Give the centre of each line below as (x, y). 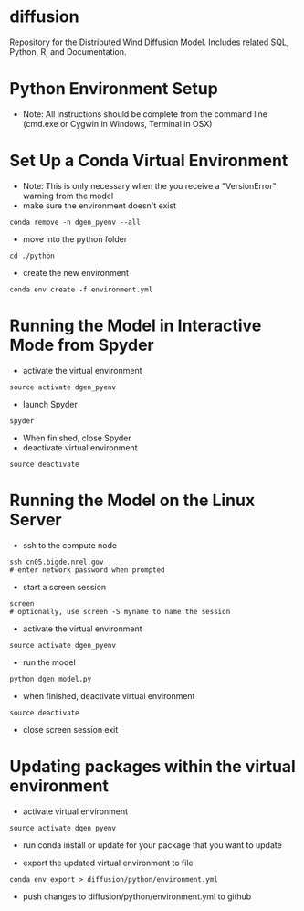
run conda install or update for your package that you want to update (152, 845)
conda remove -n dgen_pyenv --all (75, 222)
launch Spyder (50, 404)
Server (36, 519)
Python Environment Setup (114, 89)
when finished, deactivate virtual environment (109, 695)
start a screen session (64, 587)
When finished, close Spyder (77, 438)
